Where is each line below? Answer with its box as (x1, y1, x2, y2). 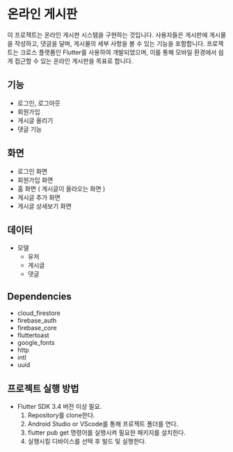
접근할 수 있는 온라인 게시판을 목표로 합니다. (14, 56, 134, 65)
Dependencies (7, 290, 72, 302)
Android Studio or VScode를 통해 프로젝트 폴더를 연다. (27, 420, 179, 428)
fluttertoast (17, 331, 50, 339)
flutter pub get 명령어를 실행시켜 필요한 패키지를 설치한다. (27, 428, 186, 437)
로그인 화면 (17, 167, 48, 175)
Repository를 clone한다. (27, 411, 95, 419)
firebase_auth (17, 316, 57, 325)
